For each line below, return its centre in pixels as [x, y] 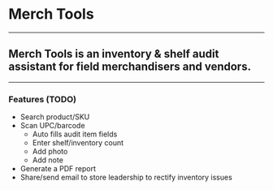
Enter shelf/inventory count [78, 143]
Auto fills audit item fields [75, 134]
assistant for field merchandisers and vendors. [130, 67]
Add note [48, 160]
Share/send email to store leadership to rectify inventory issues [126, 177]
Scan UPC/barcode [52, 126]
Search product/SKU [55, 117]
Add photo [50, 152]
